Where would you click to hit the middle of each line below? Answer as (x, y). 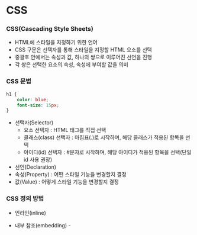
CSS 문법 (19, 82)
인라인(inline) (30, 213)
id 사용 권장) (38, 160)
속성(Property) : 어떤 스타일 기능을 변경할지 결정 (71, 175)
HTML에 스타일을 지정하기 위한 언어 (56, 43)
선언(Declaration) (35, 167)
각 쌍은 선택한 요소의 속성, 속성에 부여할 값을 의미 (71, 65)
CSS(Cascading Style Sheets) (50, 29)
